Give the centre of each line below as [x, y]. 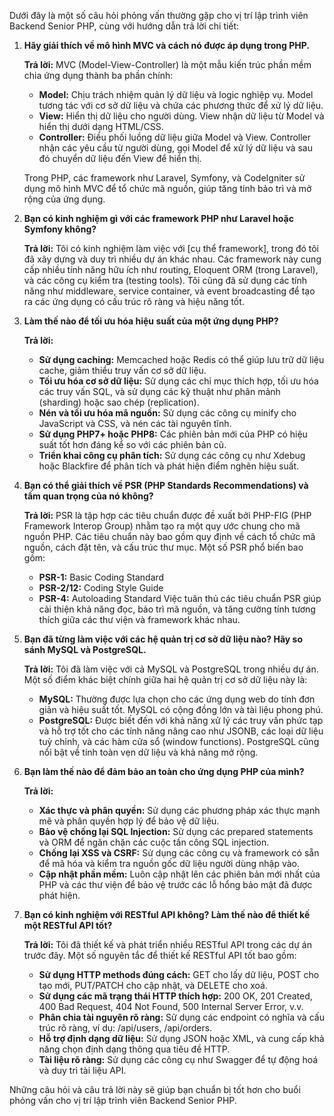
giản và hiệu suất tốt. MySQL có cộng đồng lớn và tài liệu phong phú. [181, 709]
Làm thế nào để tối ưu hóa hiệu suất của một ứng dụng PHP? [151, 321]
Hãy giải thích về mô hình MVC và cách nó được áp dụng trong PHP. [166, 45]
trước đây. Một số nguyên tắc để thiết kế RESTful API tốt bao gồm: [160, 955]
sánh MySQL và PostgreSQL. [85, 649]
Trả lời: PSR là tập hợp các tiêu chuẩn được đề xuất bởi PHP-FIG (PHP [167, 515]
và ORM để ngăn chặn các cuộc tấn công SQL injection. [154, 842]
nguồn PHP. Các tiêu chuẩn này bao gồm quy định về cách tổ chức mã [169, 536]
